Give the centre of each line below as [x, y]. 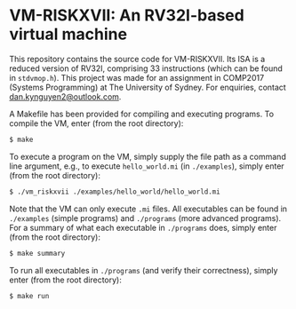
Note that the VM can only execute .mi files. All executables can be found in [148, 209]
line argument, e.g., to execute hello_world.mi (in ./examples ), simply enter [147, 166]
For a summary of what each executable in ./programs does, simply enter [143, 227]
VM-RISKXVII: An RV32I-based [127, 16]
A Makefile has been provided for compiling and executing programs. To [141, 114]
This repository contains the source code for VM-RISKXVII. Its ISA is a [137, 59]
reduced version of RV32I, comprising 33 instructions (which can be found [146, 68]
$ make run [29, 296]
